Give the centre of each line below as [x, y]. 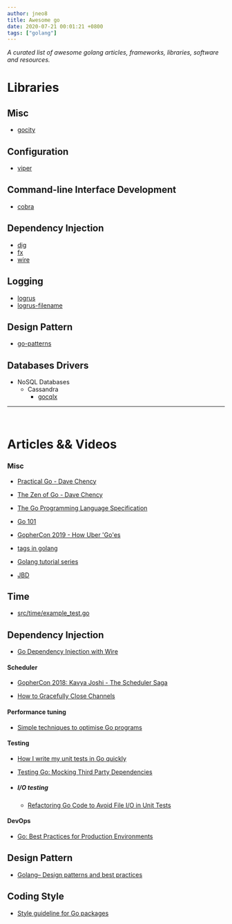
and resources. [29, 60]
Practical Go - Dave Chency [57, 481]
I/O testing [32, 788]
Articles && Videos [62, 445]
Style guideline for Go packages [63, 913]
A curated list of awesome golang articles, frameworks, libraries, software [113, 53]
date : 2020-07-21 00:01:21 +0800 [55, 26]
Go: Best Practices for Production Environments [85, 836]
